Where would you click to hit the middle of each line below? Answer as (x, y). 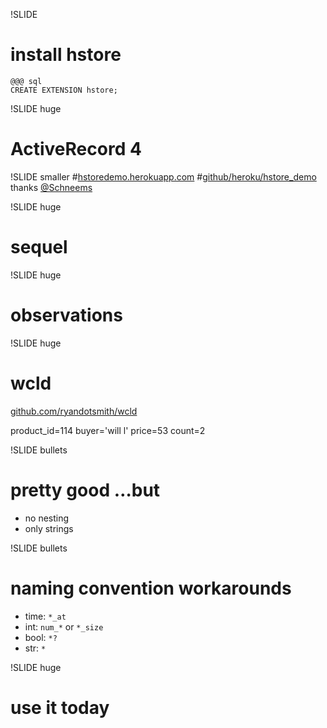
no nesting (47, 518)
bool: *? (41, 637)
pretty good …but (85, 490)
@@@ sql (26, 81)
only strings (49, 528)
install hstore (66, 55)
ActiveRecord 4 (76, 149)
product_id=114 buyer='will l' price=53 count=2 (108, 430)
